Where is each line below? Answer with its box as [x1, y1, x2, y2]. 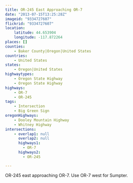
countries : [5, 53, 28, 58]
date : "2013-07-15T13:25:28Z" [5, 12, 67, 17]
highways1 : [18, 140, 41, 146]
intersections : [5, 127, 36, 132]
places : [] [5, 40, 28, 45]
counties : [5, 44, 26, 49]
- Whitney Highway [14, 122, 52, 127]
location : [5, 26, 26, 31]
